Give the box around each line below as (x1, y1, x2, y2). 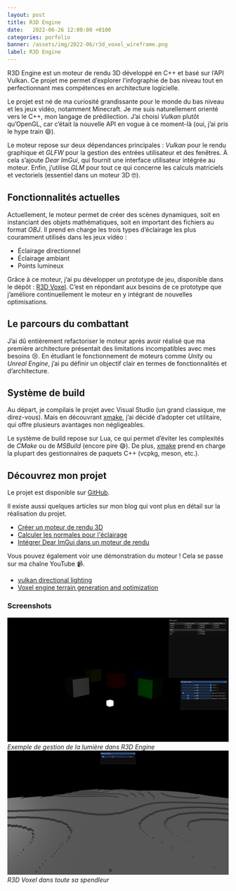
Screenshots (7, 601, 52, 611)
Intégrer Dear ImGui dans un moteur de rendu (17, 538, 150, 547)
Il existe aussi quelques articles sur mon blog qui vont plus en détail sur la (7, 502, 221, 511)
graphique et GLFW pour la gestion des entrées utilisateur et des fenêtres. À (7, 149, 228, 156)
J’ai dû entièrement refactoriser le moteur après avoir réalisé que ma (7, 337, 206, 345)
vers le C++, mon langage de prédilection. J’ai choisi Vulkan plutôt (7, 113, 199, 120)
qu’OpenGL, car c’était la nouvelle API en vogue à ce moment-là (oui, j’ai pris (7, 120, 228, 128)
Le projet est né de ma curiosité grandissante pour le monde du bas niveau (7, 97, 225, 106)
